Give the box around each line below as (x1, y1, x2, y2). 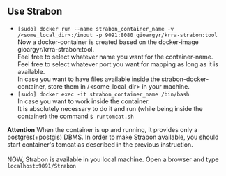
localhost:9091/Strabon (7, 162, 77, 170)
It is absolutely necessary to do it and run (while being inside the (17, 104, 204, 112)
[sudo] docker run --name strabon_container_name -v (17, 25, 174, 32)
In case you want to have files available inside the (17, 75, 160, 83)
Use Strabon (7, 6, 63, 17)
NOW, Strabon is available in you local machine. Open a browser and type (7, 155, 219, 163)
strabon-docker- (161, 75, 209, 83)
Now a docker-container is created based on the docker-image (17, 38, 199, 46)
